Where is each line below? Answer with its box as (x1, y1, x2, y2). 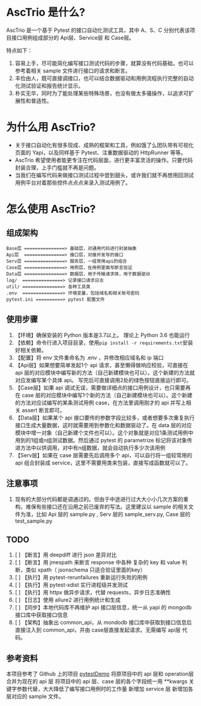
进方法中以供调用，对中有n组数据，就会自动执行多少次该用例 (14, 444, 166, 451)
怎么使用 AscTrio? (6, 202, 96, 216)
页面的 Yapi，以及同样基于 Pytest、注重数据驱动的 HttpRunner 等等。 (14, 148, 187, 156)
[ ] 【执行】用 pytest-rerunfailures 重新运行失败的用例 (14, 574, 148, 581)
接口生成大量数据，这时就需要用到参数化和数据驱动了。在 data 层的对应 (14, 421, 192, 428)
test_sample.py (14, 517, 53, 525)
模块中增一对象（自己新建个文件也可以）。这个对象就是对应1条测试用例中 (14, 429, 194, 436)
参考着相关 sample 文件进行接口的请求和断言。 (14, 67, 131, 74)
